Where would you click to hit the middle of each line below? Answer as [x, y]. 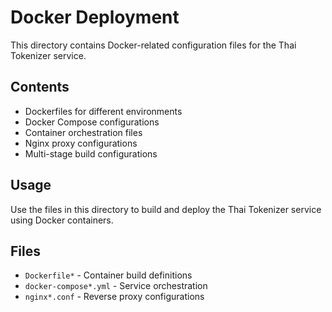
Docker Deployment [95, 17]
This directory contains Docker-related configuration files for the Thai [153, 45]
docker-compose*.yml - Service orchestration [116, 286]
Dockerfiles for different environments [103, 111]
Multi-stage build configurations [91, 153]
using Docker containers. [62, 220]
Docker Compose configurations [92, 122]
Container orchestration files [83, 132]
